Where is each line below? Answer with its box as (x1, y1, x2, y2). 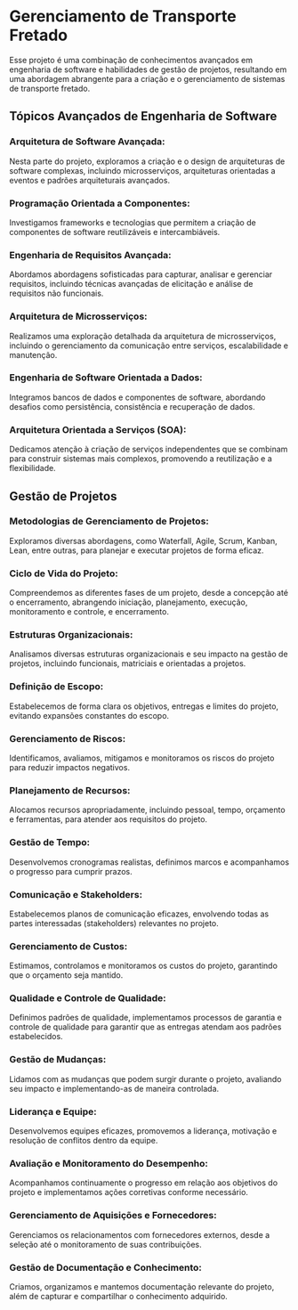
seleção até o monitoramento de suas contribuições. (9, 1239, 202, 1249)
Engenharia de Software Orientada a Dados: (9, 371, 203, 384)
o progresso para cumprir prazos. (9, 866, 133, 876)
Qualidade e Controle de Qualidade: (9, 992, 166, 1005)
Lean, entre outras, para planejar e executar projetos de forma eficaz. (9, 545, 264, 556)
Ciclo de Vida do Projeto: (9, 567, 118, 580)
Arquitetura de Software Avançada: (9, 135, 166, 148)
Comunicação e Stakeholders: (9, 888, 143, 900)
